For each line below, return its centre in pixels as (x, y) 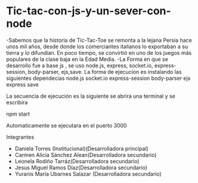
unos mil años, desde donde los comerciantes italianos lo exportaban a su (97, 46)
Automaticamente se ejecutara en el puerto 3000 (66, 125)
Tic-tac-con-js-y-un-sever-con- (89, 11)
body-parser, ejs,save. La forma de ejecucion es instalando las (105, 72)
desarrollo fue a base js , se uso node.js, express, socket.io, (80, 65)
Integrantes (20, 137)
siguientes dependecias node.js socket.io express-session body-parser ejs (98, 78)
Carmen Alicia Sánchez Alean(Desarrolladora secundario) (86, 155)
